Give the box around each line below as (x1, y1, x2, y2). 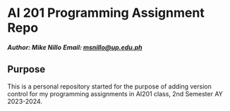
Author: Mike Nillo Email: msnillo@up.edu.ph (7, 43, 143, 51)
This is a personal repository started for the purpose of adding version (7, 82, 212, 91)
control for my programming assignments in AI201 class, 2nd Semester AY (7, 89, 224, 98)
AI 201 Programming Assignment (7, 5, 205, 21)
